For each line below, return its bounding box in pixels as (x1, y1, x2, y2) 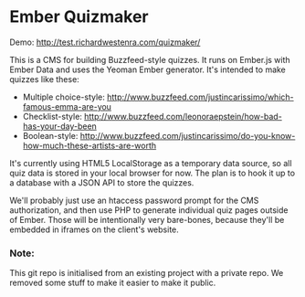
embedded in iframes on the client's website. (9, 224, 180, 235)
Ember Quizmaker (9, 6, 149, 27)
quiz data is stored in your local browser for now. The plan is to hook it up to (9, 167, 295, 178)
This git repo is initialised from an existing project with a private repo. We (9, 268, 284, 279)
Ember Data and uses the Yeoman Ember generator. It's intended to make (9, 64, 286, 75)
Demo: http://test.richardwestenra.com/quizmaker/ (9, 37, 201, 48)
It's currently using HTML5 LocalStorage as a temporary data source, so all (9, 157, 292, 168)
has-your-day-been (22, 121, 98, 132)
